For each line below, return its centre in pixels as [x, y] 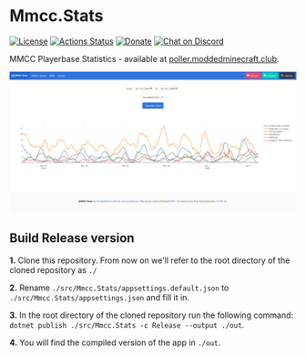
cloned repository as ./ [53, 269]
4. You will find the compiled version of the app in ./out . [115, 342]
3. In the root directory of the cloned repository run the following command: [152, 315]
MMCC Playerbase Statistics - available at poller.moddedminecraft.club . [144, 58]
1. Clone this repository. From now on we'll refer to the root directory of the [150, 260]
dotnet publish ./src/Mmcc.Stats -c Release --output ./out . [127, 324]
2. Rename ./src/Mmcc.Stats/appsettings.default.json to [119, 288]
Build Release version [72, 238]
